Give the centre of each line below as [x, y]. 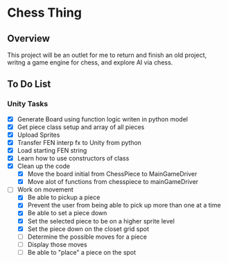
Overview [29, 39]
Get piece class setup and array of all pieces [81, 127]
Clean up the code [44, 166]
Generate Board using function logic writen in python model [103, 119]
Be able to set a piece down [67, 213]
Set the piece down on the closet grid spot [88, 229]
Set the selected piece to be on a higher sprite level [101, 221]
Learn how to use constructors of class [73, 158]
